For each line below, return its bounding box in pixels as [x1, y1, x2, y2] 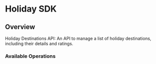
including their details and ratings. [5, 41, 74, 47]
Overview [5, 23, 36, 31]
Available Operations [5, 52, 56, 59]
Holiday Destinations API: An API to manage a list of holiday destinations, [5, 35, 152, 41]
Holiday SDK [5, 3, 57, 15]
